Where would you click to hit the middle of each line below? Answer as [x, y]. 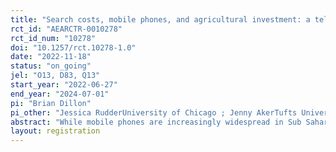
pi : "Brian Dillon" [51, 103]
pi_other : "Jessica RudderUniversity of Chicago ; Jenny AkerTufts [154, 112]
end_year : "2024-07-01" [60, 94]
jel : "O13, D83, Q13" [55, 76]
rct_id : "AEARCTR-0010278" [66, 29]
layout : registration [55, 131]
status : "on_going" [51, 66]
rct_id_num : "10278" [53, 38]
